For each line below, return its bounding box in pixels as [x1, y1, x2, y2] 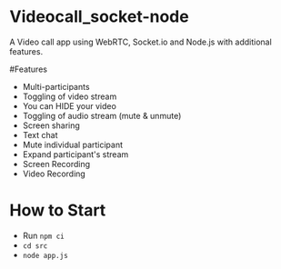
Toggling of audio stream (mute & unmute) [22, 110, 182, 121]
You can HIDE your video [22, 100, 116, 111]
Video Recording [22, 168, 86, 179]
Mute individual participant [22, 139, 124, 150]
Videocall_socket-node [9, 6, 189, 27]
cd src [22, 241, 48, 251]
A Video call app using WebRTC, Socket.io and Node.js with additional [9, 36, 273, 47]
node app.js [22, 251, 68, 260]
